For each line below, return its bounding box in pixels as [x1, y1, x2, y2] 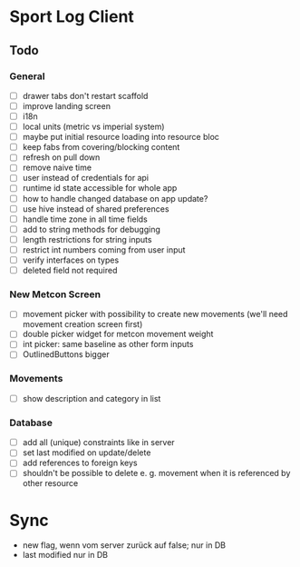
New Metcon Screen [9, 288, 102, 301]
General [9, 70, 45, 83]
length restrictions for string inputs [22, 234, 152, 244]
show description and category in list [22, 393, 161, 403]
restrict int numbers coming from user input [22, 244, 186, 255]
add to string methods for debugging [22, 224, 161, 234]
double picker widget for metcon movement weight [22, 329, 214, 340]
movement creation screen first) [22, 319, 143, 330]
